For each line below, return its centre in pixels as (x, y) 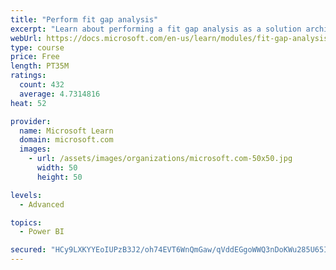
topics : (26, 222)
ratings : (28, 76)
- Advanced (42, 204)
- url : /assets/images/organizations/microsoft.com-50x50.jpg (160, 159)
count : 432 (42, 85)
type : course (37, 47)
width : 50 (57, 168)
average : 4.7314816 (60, 94)
